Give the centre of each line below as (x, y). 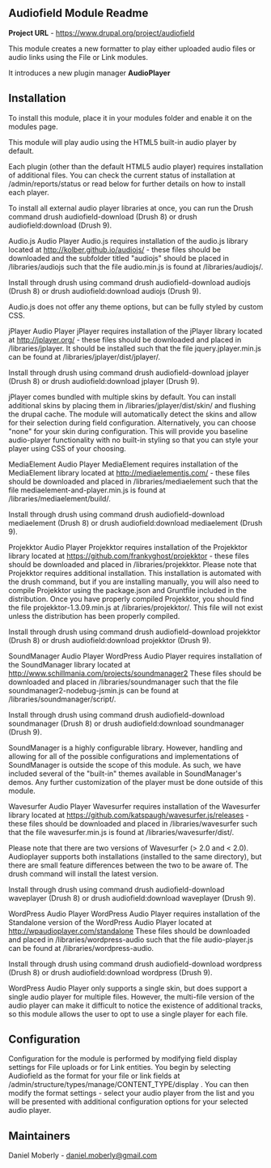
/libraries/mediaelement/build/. (59, 498)
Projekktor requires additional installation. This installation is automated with (135, 573)
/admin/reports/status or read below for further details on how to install (127, 183)
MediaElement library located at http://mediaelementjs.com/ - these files (129, 472)
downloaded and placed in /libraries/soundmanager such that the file (123, 682)
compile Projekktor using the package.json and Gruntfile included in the (127, 590)
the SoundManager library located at (70, 664)
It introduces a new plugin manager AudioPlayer (89, 73)
